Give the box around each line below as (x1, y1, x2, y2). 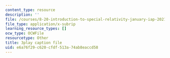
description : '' (5, 12, 39, 17)
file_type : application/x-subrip (5, 21, 76, 27)
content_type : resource (5, 7, 56, 13)
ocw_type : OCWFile (5, 31, 44, 36)
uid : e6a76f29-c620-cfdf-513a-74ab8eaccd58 (5, 45, 99, 50)
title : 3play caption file (5, 40, 62, 45)
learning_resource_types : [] (5, 26, 67, 31)
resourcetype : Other (5, 36, 49, 41)
